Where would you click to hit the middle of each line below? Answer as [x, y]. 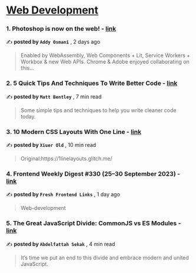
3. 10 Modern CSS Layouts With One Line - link [74, 131]
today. [28, 116]
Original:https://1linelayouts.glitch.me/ [67, 159]
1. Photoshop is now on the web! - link [61, 29]
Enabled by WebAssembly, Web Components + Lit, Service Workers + [105, 55]
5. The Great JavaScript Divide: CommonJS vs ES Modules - [94, 223]
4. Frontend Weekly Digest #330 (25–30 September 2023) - [93, 174]
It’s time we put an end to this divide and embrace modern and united [105, 258]
